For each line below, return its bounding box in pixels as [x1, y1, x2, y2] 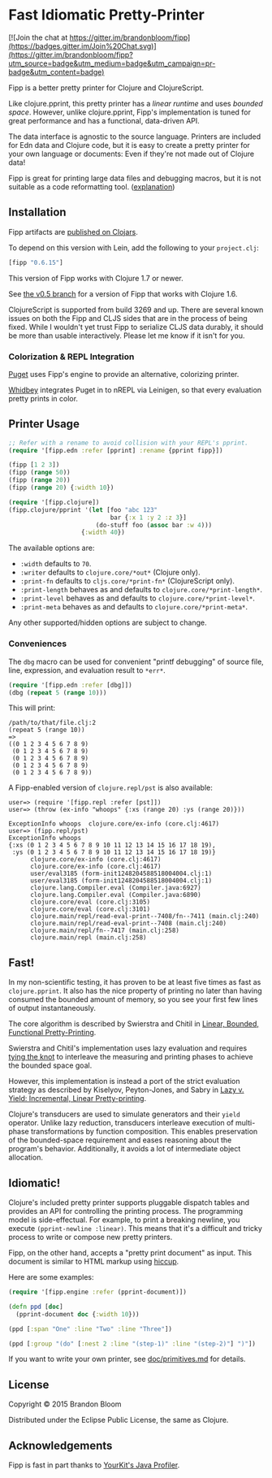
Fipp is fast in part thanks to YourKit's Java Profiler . [8, 1460, 180, 1470]
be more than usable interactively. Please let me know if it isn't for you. [8, 331, 245, 340]
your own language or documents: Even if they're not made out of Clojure [8, 149, 254, 158]
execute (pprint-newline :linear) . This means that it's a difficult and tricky [8, 1224, 262, 1233]
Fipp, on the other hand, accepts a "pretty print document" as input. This [8, 1248, 253, 1258]
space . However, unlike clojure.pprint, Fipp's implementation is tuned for [8, 107, 252, 117]
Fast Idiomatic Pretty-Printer [8, 6, 205, 24]
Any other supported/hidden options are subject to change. [8, 618, 207, 627]
